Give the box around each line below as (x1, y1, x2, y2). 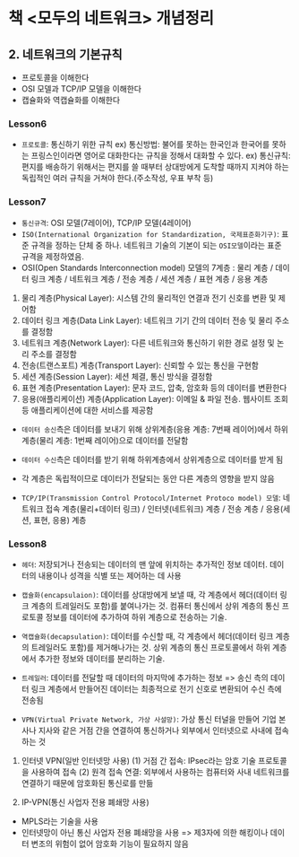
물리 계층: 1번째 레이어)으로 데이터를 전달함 (38, 434, 189, 445)
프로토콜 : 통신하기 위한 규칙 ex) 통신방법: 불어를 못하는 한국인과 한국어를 (21, 139, 270, 150)
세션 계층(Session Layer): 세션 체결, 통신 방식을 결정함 (21, 371, 213, 381)
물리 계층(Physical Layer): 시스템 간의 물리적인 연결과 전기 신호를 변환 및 (21, 293, 277, 303)
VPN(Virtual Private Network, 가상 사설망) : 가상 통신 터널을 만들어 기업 (21, 713, 277, 724)
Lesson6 (8, 118, 47, 130)
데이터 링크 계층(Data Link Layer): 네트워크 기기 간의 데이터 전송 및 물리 (21, 315, 273, 326)
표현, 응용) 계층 (33, 514, 87, 525)
